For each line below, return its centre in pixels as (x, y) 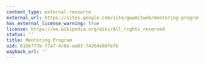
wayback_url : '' (27, 52)
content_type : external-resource (49, 12)
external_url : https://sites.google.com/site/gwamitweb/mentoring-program (103, 18)
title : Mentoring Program (39, 40)
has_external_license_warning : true (53, 23)
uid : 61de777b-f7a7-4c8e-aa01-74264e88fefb (63, 46)
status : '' (20, 35)
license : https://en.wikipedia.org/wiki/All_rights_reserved (86, 29)
